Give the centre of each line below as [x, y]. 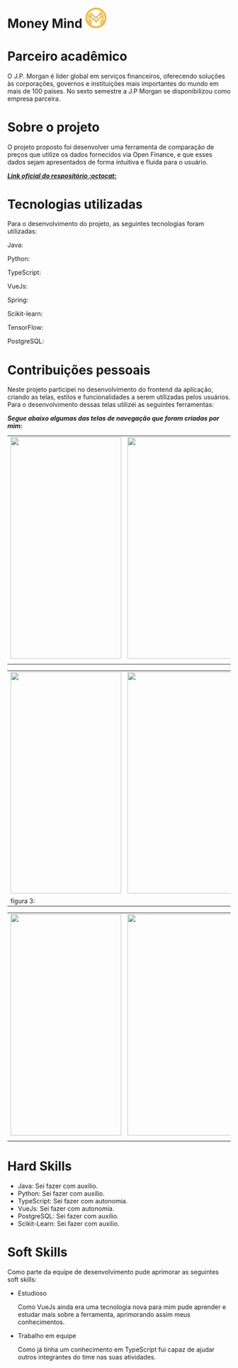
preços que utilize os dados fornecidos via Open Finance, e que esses [110, 154]
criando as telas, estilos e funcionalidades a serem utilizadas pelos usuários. [119, 397]
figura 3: [23, 901]
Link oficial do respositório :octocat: [62, 176]
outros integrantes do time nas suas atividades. [87, 1357]
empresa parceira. [34, 99]
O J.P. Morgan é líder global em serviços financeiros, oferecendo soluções [116, 76]
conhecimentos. [41, 1322]
